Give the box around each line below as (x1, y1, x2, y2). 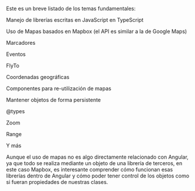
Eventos (6, 51, 26, 58)
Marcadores (6, 39, 36, 46)
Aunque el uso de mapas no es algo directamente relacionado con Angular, (6, 153, 189, 160)
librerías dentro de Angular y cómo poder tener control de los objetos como (6, 172, 190, 179)
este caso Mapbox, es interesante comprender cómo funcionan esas (6, 166, 173, 173)
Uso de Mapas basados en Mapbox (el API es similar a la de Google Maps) (6, 28, 187, 35)
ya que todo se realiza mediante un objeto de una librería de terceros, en (6, 160, 183, 167)
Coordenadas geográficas (6, 74, 70, 80)
